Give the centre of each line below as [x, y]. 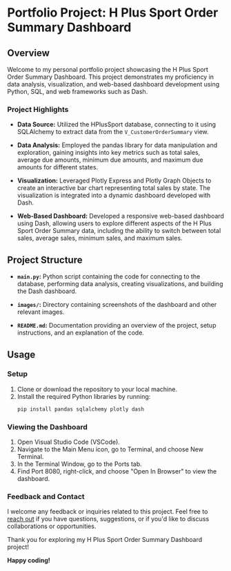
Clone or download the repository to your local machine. [97, 389]
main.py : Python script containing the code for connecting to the [109, 277]
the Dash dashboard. [47, 291]
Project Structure [45, 260]
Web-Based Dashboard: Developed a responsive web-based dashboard [120, 216]
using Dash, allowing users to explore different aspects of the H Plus [114, 223]
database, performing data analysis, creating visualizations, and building [120, 284]
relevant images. [41, 312]
